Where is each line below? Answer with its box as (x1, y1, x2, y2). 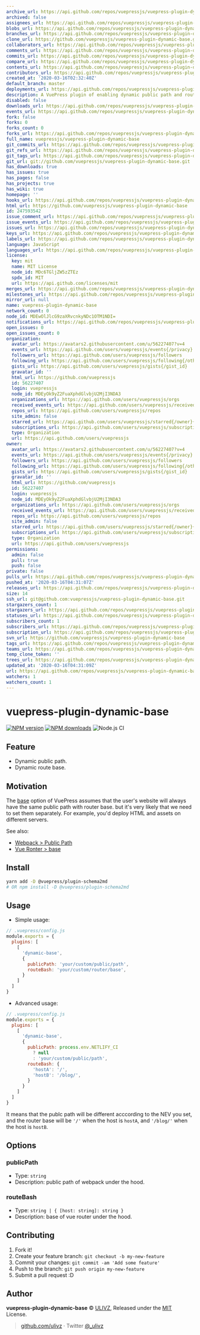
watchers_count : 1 (6, 679, 52, 685)
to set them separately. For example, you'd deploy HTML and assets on (6, 810, 181, 817)
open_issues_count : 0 (6, 330, 60, 336)
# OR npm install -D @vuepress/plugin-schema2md (6, 884, 129, 890)
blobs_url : (6, 25, 33, 32)
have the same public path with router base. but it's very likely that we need (6, 803, 192, 811)
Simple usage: (14, 916, 50, 924)
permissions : (6, 546, 39, 552)
